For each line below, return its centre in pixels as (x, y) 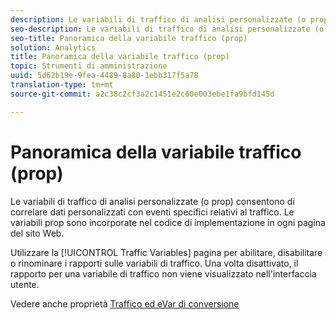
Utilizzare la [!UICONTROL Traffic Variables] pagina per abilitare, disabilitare (166, 252)
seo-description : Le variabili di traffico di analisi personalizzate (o (167, 29)
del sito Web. (37, 233)
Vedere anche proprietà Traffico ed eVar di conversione (125, 303)
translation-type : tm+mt (62, 85)
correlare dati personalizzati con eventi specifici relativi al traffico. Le (152, 212)
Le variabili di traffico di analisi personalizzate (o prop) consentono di (152, 201)
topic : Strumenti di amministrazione (89, 66)
